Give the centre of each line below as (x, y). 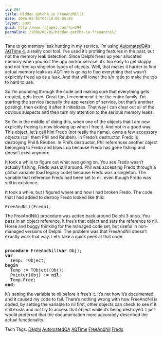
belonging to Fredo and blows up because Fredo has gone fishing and (75, 147)
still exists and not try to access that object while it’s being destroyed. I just (80, 310)
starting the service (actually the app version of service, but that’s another (79, 102)
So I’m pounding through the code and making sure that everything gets (77, 91)
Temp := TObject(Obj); (37, 270)
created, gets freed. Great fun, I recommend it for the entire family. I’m (75, 97)
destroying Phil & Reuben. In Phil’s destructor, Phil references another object (81, 142)
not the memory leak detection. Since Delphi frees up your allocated (73, 56)
